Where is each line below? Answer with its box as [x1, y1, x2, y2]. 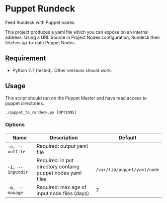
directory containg [36, 163, 80, 170]
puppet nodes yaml [36, 169, 82, 176]
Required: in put [36, 157, 74, 164]
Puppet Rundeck [5, 3, 76, 14]
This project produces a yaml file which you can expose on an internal [5, 29, 149, 35]
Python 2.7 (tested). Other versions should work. [12, 67, 112, 73]
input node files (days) [36, 190, 89, 197]
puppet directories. [5, 100, 45, 106]
